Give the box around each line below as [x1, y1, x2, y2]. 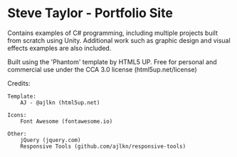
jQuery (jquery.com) [20, 136, 81, 143]
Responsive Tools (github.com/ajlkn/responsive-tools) [20, 143, 186, 150]
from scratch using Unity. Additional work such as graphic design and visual [7, 36, 231, 44]
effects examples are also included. [7, 44, 112, 52]
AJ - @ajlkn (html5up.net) [20, 98, 100, 106]
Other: [7, 130, 27, 137]
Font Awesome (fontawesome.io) [20, 118, 113, 125]
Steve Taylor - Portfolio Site [7, 5, 173, 21]
